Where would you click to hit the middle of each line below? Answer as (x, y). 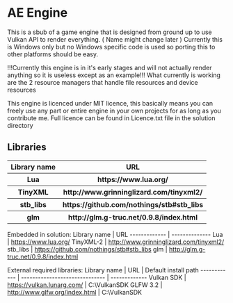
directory (20, 125)
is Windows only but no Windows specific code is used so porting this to (111, 47)
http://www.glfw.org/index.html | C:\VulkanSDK (75, 292)
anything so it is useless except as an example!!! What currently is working (114, 75)
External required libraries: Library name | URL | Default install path (103, 270)
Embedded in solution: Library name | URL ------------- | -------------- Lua (115, 234)
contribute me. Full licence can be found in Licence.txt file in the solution (111, 118)
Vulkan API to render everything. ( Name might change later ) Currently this (115, 39)
